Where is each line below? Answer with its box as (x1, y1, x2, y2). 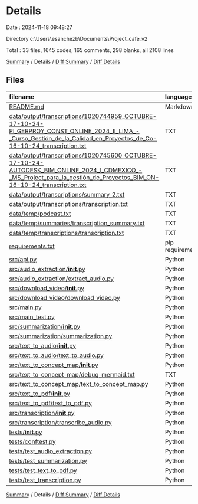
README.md (9, 102, 44, 110)
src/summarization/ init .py (9, 322, 81, 330)
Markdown (164, 102, 194, 110)
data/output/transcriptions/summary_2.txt (9, 190, 125, 198)
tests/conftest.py (9, 437, 56, 446)
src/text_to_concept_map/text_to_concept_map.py (9, 379, 148, 388)
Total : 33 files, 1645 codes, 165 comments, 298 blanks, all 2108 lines (6, 46, 174, 54)
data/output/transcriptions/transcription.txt (9, 199, 128, 208)
